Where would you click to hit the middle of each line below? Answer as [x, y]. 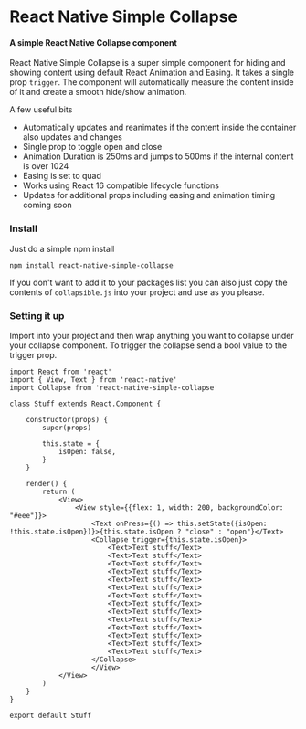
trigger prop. [33, 354]
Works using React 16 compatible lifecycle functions [121, 185]
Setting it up [37, 315]
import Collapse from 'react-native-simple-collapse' [114, 387]
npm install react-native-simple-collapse [91, 265]
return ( [59, 491]
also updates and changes [73, 137]
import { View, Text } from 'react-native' [94, 380]
